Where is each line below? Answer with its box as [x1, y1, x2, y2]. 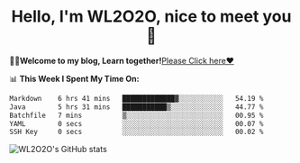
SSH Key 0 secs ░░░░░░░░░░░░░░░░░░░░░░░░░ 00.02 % [9, 128, 264, 137]
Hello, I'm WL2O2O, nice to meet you [11, 6, 292, 27]
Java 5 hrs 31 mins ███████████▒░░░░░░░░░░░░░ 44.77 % [9, 102, 264, 112]
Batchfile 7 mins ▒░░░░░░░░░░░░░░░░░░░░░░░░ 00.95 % [9, 111, 264, 120]
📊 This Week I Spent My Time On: [9, 73, 140, 84]
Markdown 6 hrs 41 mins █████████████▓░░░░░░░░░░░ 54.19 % [9, 94, 264, 103]
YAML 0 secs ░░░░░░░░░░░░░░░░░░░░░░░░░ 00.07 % [9, 119, 264, 128]
